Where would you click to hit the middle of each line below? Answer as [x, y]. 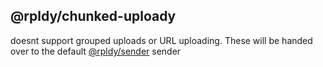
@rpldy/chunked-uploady [93, 16]
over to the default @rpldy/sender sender [96, 51]
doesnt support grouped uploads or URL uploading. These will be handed [161, 40]
